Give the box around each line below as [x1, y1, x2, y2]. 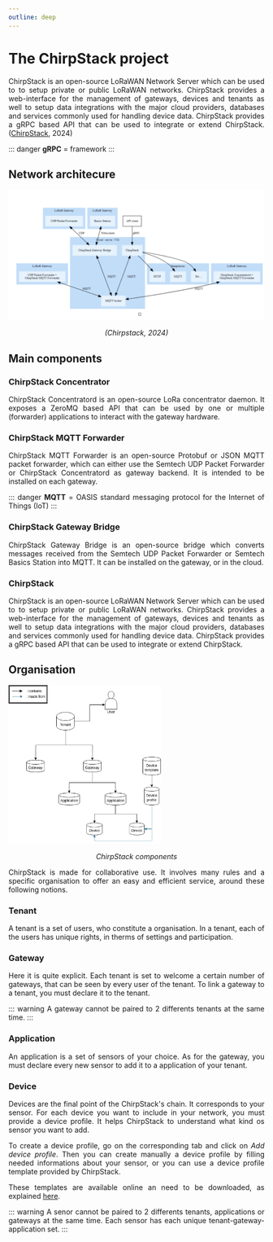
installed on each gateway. [8, 476, 98, 486]
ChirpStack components [96, 851, 177, 861]
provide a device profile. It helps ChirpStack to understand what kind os [8, 1117, 265, 1126]
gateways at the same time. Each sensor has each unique [8, 1216, 207, 1226]
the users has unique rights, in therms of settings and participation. [8, 933, 234, 942]
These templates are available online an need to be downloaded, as [8, 1183, 265, 1192]
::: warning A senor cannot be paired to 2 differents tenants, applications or [8, 1207, 265, 1217]
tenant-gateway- [208, 1216, 265, 1226]
